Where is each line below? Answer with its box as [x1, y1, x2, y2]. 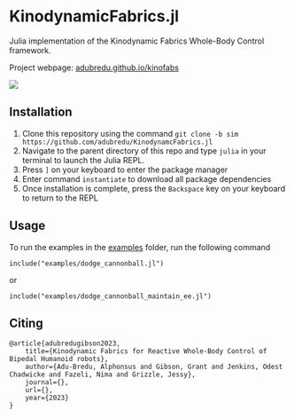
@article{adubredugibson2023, [9, 339, 121, 348]
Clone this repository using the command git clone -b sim [21, 128, 239, 138]
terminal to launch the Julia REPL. [21, 154, 144, 165]
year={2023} [25, 393, 69, 403]
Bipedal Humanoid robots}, [9, 355, 109, 364]
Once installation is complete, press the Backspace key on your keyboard [21, 183, 286, 193]
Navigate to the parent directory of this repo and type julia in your [21, 145, 267, 156]
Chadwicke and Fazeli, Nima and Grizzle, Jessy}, [9, 370, 197, 379]
